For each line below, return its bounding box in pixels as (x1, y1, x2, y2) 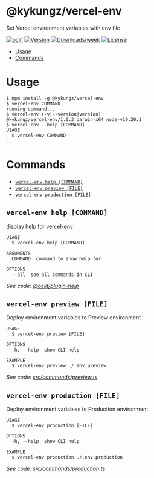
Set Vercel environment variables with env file (6, 24, 121, 31)
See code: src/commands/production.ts (6, 465, 106, 473)
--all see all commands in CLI (11, 271, 94, 278)
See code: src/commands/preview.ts (6, 373, 98, 381)
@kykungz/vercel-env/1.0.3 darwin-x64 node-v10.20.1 (6, 116, 142, 122)
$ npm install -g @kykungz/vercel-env (6, 95, 104, 101)
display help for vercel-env (6, 223, 74, 230)
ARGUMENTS (6, 250, 31, 257)
